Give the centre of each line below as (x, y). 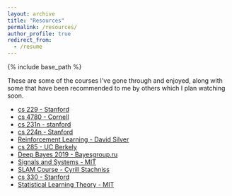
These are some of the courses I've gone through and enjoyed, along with (115, 81)
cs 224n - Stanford (45, 132)
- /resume (28, 47)
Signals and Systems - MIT (57, 162)
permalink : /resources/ (42, 27)
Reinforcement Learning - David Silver (73, 139)
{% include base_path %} (45, 67)
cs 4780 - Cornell (43, 117)
